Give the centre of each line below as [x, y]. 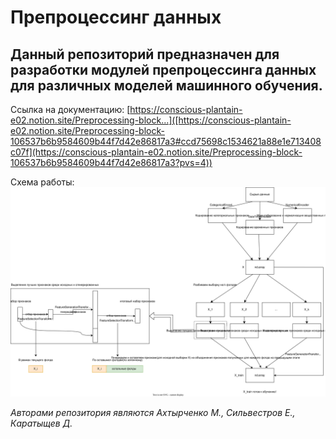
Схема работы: [42, 182]
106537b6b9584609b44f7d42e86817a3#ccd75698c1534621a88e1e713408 [166, 141]
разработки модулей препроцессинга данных [163, 69]
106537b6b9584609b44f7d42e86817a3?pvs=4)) [111, 162]
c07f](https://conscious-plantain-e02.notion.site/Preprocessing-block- [156, 152]
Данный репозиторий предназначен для [145, 54]
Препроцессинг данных [116, 17]
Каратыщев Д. [41, 423]
